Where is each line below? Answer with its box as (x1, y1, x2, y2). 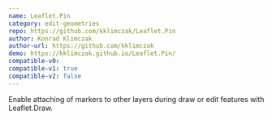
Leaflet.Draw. (8, 103, 54, 113)
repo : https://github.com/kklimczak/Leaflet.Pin (8, 27, 176, 35)
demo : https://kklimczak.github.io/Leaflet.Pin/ (8, 49, 176, 57)
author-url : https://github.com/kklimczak (8, 42, 154, 50)
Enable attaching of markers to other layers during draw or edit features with (8, 94, 265, 104)
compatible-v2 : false (8, 72, 82, 80)
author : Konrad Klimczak (8, 34, 93, 43)
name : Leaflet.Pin (8, 11, 71, 20)
